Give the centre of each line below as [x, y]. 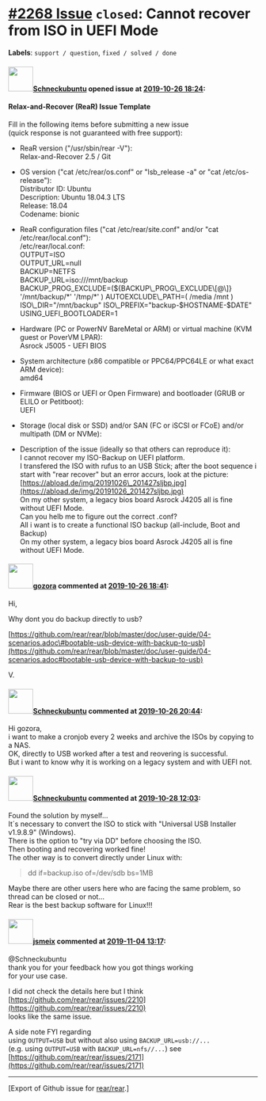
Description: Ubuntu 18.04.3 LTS [72, 197]
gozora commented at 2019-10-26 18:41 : [101, 586]
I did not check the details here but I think [76, 991]
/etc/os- [236, 172]
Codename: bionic [49, 214]
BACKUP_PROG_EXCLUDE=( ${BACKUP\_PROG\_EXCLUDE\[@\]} [125, 288]
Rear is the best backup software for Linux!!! [80, 905]
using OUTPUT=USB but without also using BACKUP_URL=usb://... [109, 1040]
